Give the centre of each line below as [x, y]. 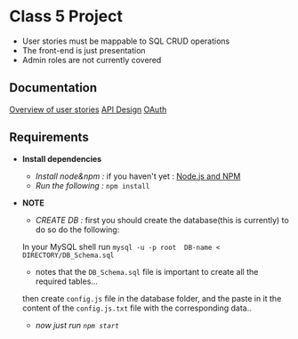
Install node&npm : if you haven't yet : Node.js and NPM [138, 176]
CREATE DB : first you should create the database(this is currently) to [162, 220]
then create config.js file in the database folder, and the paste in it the [152, 298]
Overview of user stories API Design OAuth [88, 109]
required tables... [66, 281]
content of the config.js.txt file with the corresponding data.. [137, 308]
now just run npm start [77, 325]
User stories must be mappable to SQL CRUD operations [126, 41]
